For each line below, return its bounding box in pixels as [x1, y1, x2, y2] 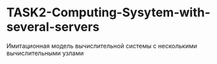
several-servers [6, 19, 100, 35]
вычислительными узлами [6, 49, 84, 57]
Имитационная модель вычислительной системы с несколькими [6, 42, 198, 50]
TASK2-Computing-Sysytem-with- [6, 5, 211, 20]
